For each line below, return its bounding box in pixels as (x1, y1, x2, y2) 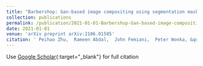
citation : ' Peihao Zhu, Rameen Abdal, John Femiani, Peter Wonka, (6, 37, 188, 43)
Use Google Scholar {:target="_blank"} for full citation (6, 53, 139, 60)
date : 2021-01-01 (6, 25, 50, 32)
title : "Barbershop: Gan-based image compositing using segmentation (6, 8, 185, 15)
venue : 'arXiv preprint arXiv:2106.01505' (6, 31, 115, 37)
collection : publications (6, 14, 71, 20)
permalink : (6, 20, 34, 26)
